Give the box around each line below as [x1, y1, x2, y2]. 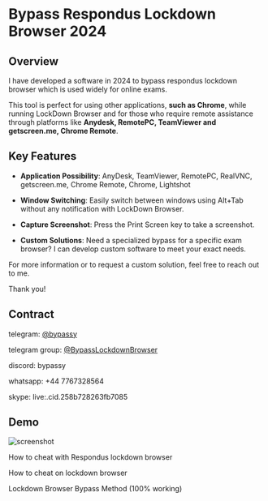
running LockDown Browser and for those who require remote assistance [8, 109, 253, 118]
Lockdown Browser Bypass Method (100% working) [8, 484, 183, 494]
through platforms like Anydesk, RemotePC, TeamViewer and [8, 118, 217, 126]
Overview [8, 54, 59, 68]
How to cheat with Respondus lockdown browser [8, 452, 173, 462]
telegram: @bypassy [8, 329, 78, 339]
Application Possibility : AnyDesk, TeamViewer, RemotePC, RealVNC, [19, 171, 253, 181]
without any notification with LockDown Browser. [19, 203, 184, 213]
